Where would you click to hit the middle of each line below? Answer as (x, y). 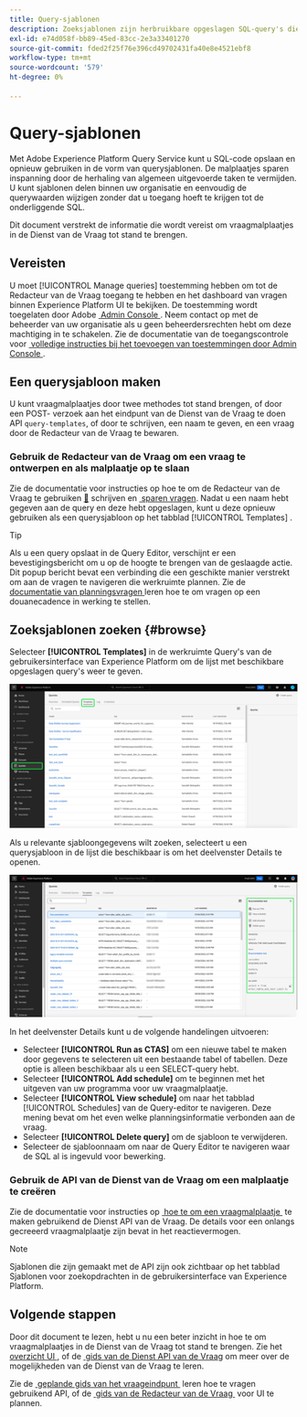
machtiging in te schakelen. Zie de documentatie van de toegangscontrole (149, 334)
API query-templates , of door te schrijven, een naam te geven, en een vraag (152, 423)
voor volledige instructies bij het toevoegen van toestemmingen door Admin (153, 344)
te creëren (33, 1191)
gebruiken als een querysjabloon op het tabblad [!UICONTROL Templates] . (151, 517)
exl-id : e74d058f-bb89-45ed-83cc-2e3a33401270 (100, 38)
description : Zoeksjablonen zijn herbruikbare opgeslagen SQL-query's (147, 29)
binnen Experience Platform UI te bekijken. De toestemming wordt (133, 304)
